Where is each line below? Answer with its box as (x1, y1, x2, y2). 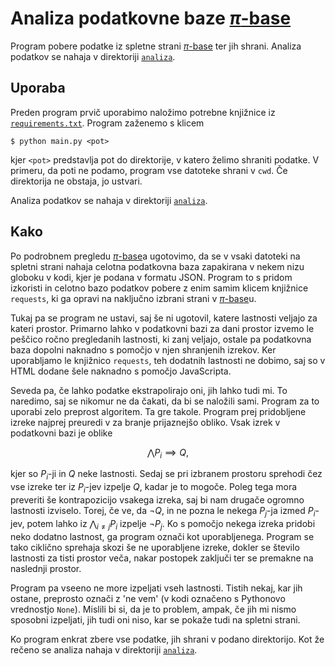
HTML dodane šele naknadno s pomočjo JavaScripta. (10, 365, 232, 377)
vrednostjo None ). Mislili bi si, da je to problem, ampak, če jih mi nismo (10, 603, 297, 615)
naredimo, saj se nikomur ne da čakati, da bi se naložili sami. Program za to (10, 395, 320, 407)
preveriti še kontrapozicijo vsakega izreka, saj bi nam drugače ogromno (10, 493, 305, 506)
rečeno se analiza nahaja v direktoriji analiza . (10, 643, 198, 656)
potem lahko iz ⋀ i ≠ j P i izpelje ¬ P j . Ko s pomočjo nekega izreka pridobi (26, 517, 316, 532)
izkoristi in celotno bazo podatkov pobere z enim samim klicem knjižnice (10, 282, 309, 294)
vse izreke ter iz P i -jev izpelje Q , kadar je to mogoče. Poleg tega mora (10, 481, 298, 495)
